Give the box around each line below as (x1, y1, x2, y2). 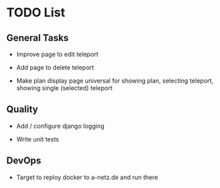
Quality (6, 104, 38, 116)
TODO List (6, 5, 66, 21)
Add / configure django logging (16, 122, 105, 130)
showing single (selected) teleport (16, 84, 113, 92)
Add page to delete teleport (16, 64, 94, 71)
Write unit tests (16, 135, 59, 143)
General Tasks (6, 32, 69, 44)
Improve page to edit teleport (16, 50, 99, 58)
